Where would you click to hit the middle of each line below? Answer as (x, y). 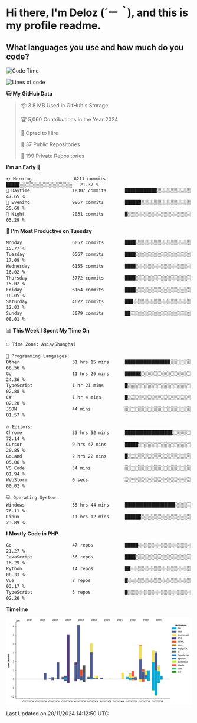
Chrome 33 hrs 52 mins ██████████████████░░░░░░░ (99, 433)
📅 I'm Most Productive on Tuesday (49, 231)
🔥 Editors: (20, 427)
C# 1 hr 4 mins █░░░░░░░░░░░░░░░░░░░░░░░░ (99, 397)
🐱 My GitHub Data (29, 93)
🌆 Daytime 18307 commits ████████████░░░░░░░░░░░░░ (99, 190)
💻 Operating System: (32, 498)
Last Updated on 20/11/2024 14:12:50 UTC (58, 714)
